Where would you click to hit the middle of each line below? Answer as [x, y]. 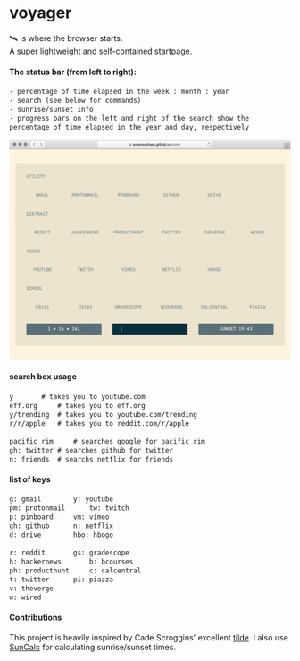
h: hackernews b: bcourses [71, 562]
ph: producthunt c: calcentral [75, 571]
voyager [41, 13]
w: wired [25, 597]
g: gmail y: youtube [62, 499]
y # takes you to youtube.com [77, 397]
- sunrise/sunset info [51, 110]
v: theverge [31, 589]
